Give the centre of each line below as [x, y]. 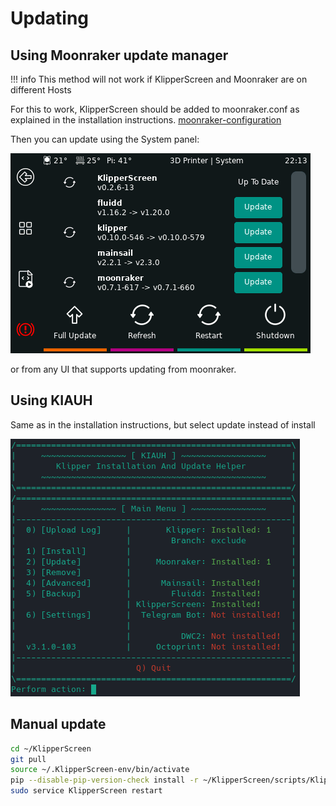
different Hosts [41, 90]
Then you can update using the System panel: [105, 139]
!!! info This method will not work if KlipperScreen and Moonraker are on [159, 79]
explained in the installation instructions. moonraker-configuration [146, 120]
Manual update [58, 724]
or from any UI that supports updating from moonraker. [123, 369]
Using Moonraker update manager [119, 55]
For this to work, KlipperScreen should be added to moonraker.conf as [155, 109]
